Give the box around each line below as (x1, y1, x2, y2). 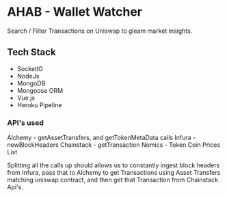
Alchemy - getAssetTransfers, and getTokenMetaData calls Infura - (7, 134, 196, 142)
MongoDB (16, 79, 46, 87)
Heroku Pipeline (16, 100, 62, 109)
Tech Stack (7, 46, 56, 58)
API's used (7, 117, 44, 127)
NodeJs (16, 72, 40, 80)
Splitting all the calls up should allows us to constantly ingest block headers (7, 161, 220, 169)
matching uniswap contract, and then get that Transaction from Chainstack (7, 175, 219, 184)
